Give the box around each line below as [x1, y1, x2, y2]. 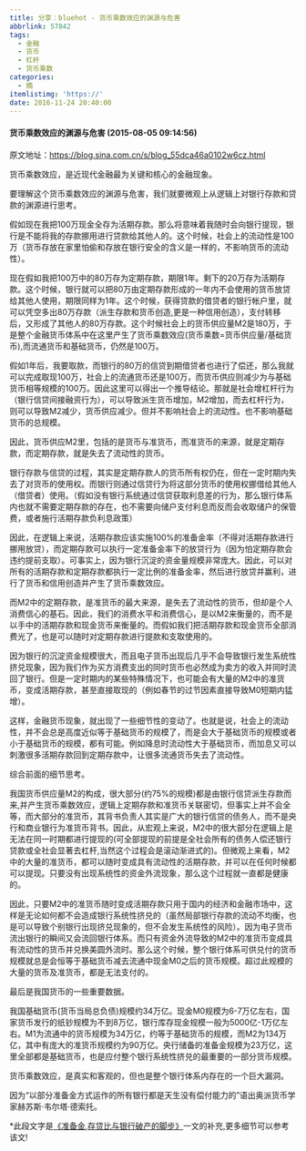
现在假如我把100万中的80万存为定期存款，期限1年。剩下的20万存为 [9, 272, 261, 283]
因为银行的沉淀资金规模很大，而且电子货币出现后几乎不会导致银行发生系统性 [9, 650, 297, 661]
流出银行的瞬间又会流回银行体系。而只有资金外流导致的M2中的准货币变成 [9, 932, 285, 943]
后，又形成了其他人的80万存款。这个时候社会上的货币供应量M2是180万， [9, 318, 284, 329]
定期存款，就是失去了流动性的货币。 [33, 447, 169, 458]
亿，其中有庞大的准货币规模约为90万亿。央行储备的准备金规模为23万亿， [9, 1039, 285, 1050]
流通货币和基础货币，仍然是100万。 [30, 341, 164, 351]
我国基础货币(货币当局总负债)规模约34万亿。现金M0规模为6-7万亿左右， [9, 1005, 282, 1016]
